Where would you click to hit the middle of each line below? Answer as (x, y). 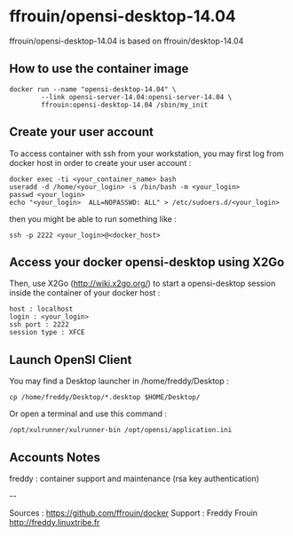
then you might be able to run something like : (93, 218)
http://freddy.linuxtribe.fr (55, 522)
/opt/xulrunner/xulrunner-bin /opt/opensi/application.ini (121, 430)
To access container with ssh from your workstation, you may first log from (146, 154)
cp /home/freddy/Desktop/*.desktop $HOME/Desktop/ (105, 398)
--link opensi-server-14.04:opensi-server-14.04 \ (137, 97)
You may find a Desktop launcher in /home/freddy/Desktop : (119, 381)
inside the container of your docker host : (85, 293)
